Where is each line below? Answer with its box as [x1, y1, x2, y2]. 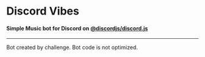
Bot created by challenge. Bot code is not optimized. [6, 44, 138, 51]
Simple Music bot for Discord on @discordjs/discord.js [6, 24, 148, 32]
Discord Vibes [6, 4, 79, 18]
